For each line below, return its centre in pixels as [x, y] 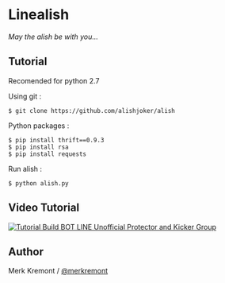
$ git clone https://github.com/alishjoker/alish [92, 110]
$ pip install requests [48, 154]
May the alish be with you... [53, 37]
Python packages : [39, 126]
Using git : [25, 96]
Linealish [39, 15]
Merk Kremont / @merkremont [58, 271]
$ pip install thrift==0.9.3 [56, 140]
